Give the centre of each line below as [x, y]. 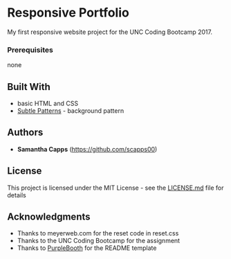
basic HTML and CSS [47, 104]
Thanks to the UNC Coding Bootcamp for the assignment [99, 241]
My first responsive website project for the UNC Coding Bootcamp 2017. [110, 32]
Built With [29, 87]
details [17, 195]
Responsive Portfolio [68, 13]
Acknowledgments [49, 217]
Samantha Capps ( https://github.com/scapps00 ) [87, 149]
